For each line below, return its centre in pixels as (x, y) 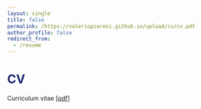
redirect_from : (29, 39)
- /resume (27, 45)
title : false (26, 20)
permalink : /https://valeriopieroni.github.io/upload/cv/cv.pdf (101, 26)
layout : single (29, 13)
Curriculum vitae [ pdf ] (39, 98)
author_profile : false (40, 33)
